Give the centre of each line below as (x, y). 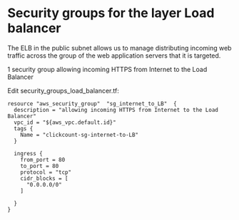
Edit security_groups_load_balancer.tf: (63, 90)
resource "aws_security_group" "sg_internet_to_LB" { (92, 104)
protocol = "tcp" (46, 172)
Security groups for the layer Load (111, 13)
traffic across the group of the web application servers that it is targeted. (114, 56)
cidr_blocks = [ (45, 178)
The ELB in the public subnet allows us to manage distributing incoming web (119, 48)
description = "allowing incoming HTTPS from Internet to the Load (116, 110)
